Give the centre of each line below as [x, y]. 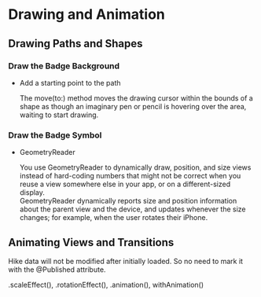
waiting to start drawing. [59, 115]
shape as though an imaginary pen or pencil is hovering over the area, [133, 106]
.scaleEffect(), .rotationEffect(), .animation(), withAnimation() [106, 284]
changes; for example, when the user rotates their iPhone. [114, 218]
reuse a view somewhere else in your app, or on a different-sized [125, 184]
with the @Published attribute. [57, 269]
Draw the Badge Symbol [55, 135]
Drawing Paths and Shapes [75, 44]
